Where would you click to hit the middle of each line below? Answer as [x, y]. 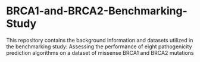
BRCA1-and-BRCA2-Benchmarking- [97, 11]
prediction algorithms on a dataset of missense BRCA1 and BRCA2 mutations [100, 52]
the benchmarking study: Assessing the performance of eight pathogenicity [99, 46]
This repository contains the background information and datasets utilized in [100, 40]
